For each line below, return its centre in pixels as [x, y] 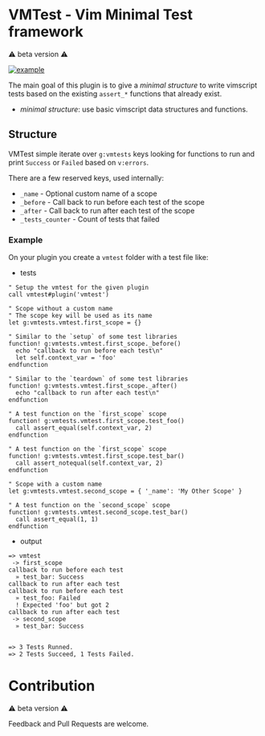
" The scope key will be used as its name [80, 316]
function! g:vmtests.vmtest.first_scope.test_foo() [96, 421]
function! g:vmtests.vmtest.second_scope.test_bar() [98, 512]
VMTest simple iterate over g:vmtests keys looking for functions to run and [132, 153]
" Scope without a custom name [61, 309]
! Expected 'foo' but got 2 [63, 605]
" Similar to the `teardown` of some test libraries [98, 379]
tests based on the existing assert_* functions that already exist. [115, 93]
